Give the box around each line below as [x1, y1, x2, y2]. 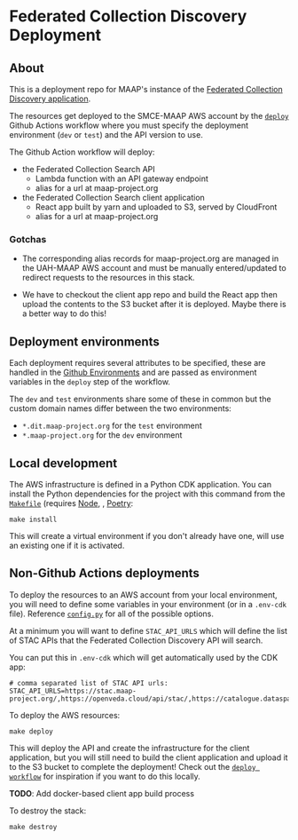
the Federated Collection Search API [21, 164, 155, 174]
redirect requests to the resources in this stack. [21, 273, 195, 283]
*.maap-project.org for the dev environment [21, 430, 183, 440]
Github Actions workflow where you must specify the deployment [9, 120, 249, 131]
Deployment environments [9, 334, 160, 349]
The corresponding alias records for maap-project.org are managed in [21, 253, 279, 264]
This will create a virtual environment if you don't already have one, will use [9, 530, 285, 541]
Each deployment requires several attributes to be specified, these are [9, 358, 266, 368]
